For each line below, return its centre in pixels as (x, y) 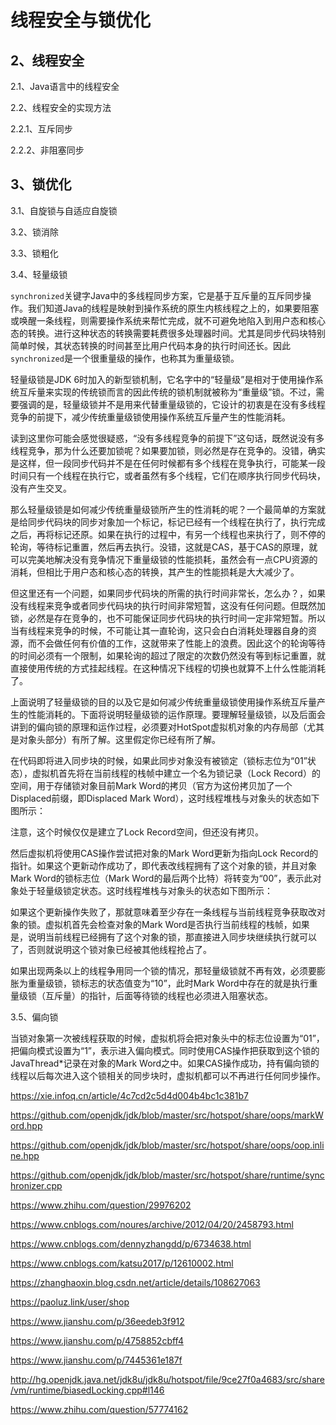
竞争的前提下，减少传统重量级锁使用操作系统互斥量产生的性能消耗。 (150, 417)
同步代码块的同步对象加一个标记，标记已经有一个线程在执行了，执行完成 (176, 522)
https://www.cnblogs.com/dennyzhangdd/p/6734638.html (131, 1243)
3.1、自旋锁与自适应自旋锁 (64, 210)
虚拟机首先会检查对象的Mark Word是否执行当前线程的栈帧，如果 (177, 924)
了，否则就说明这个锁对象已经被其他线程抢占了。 (111, 949)
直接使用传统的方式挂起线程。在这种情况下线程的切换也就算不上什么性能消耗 (168, 668)
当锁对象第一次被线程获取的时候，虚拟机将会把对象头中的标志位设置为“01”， (167, 1038)
